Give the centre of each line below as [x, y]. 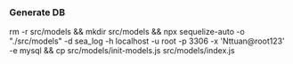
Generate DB [37, 12]
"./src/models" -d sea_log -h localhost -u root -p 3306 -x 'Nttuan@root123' [147, 41]
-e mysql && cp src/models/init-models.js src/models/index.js [122, 51]
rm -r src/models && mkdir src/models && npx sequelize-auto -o [127, 32]
